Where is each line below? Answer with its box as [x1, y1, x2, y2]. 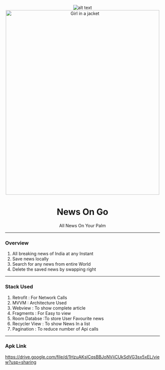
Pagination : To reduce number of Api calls [12, 326, 99, 332]
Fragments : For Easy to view [12, 310, 71, 316]
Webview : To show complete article [12, 305, 86, 311]
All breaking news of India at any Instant [12, 251, 93, 257]
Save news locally [12, 256, 49, 262]
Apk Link [5, 342, 27, 349]
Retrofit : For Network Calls [12, 294, 67, 300]
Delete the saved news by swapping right [12, 266, 96, 273]
